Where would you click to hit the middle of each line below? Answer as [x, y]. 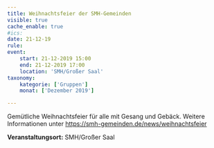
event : [17, 53]
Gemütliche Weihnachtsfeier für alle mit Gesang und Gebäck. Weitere [106, 117]
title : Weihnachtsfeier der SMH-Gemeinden [69, 13]
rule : [15, 46]
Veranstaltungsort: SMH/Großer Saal [61, 137]
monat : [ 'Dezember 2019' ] [57, 91]
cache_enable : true [35, 26]
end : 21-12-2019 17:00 [52, 65]
